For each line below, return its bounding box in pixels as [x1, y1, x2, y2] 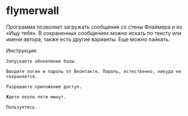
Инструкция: [6, 47, 38, 54]
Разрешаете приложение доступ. [6, 83, 82, 90]
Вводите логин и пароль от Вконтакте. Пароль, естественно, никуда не [6, 68, 182, 74]
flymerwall [6, 4, 60, 17]
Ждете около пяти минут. [6, 94, 67, 100]
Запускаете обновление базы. [6, 58, 77, 64]
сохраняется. [6, 73, 38, 79]
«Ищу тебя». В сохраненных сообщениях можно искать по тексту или [6, 29, 182, 36]
